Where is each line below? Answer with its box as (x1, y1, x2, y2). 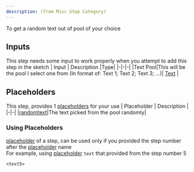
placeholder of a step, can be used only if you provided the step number (6, 137, 182, 144)
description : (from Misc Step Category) (6, 8, 107, 15)
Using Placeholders (6, 124, 63, 132)
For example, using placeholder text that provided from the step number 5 (6, 150, 187, 157)
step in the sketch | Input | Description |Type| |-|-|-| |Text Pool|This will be (6, 64, 186, 71)
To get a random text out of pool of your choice (6, 25, 121, 32)
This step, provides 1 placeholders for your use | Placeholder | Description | (6, 102, 189, 110)
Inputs (6, 42, 31, 52)
